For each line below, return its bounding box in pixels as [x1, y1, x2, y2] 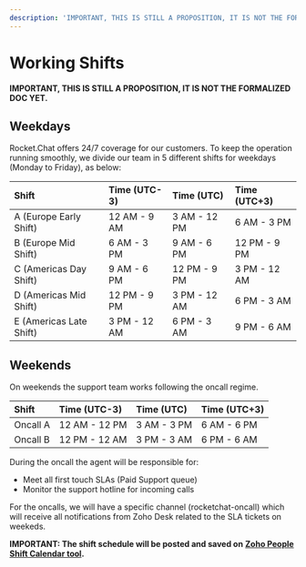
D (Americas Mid [14, 289, 87, 301]
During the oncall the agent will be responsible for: [9, 457, 199, 468]
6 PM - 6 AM [200, 433, 258, 446]
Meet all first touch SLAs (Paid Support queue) [22, 474, 198, 485]
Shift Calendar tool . [9, 548, 85, 560]
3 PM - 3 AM [136, 433, 193, 446]
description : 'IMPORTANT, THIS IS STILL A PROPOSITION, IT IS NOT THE [9, 13, 283, 23]
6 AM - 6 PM [200, 419, 258, 431]
